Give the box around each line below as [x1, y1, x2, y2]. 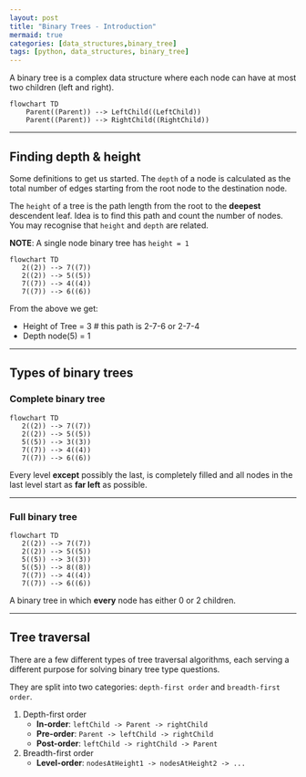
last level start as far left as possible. [9, 479, 148, 490]
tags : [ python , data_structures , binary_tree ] [9, 47, 189, 57]
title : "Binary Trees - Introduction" [9, 22, 157, 31]
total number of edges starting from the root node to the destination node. [9, 182, 288, 193]
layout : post [9, 13, 59, 23]
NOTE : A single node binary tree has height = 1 [9, 237, 189, 248]
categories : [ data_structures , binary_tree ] [9, 38, 178, 48]
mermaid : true [9, 30, 64, 39]
